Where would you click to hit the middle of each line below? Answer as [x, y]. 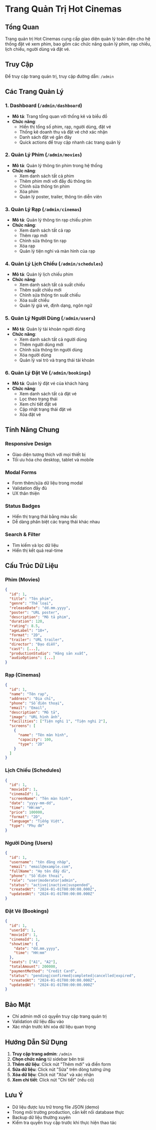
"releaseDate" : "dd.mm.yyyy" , [40, 608]
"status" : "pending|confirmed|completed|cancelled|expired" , [73, 976]
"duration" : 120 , [27, 622]
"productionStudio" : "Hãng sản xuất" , [49, 653]
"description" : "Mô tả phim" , [40, 617]
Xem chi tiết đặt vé [38, 404]
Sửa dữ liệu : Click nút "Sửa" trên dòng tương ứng [61, 1069]
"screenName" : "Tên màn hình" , [41, 799]
